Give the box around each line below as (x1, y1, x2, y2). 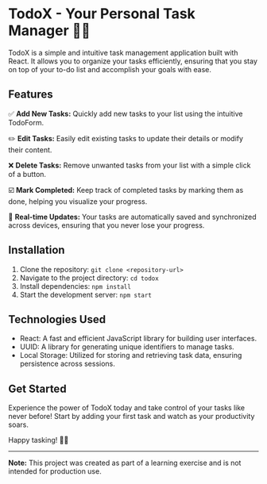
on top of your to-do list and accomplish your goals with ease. (8, 64, 212, 74)
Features (8, 88, 53, 102)
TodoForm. (8, 117, 44, 127)
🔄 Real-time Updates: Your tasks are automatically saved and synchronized (8, 212, 257, 221)
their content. (8, 144, 52, 155)
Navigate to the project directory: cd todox (19, 273, 159, 282)
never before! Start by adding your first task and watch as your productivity (8, 412, 255, 421)
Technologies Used (8, 313, 106, 326)
